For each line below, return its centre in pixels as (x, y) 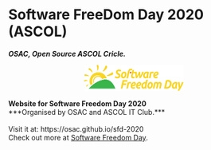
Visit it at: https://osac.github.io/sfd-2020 (76, 128)
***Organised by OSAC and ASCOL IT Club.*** (87, 112)
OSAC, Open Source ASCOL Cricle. (67, 53)
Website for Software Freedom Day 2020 (78, 103)
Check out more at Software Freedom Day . (78, 137)
